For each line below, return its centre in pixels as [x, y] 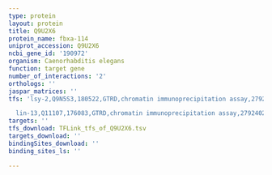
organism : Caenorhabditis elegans [67, 62]
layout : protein [36, 23]
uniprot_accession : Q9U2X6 [54, 46]
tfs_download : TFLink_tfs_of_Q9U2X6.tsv [78, 129]
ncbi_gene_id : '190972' [49, 53]
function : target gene [47, 69]
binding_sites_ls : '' [45, 151]
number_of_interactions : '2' [57, 76]
